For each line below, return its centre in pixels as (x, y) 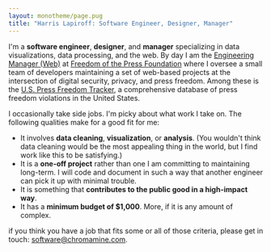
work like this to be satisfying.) (71, 155)
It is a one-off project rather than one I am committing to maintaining (135, 163)
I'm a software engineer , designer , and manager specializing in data (124, 46)
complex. (35, 215)
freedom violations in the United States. (74, 98)
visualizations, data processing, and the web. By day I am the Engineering (131, 55)
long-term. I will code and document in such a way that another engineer (142, 172)
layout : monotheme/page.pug (56, 16)
